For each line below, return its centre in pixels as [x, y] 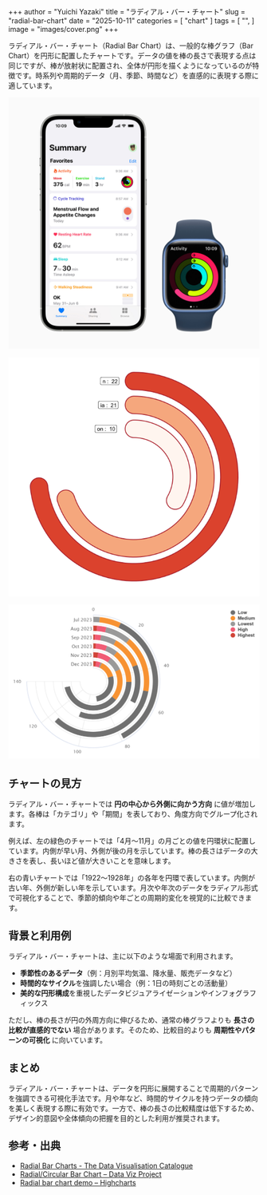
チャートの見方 [45, 783]
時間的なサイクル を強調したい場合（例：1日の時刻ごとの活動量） [126, 983]
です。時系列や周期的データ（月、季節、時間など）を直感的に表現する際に [137, 75]
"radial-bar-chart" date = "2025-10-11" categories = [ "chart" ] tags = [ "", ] [132, 21]
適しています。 [33, 85]
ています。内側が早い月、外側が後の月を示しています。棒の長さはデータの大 [133, 851]
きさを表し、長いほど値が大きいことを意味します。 [92, 861]
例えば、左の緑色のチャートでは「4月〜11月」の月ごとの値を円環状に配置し [132, 841]
